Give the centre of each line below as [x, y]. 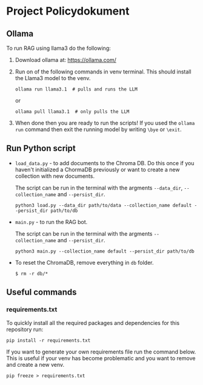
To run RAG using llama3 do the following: [58, 48]
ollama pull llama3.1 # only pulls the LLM [72, 112]
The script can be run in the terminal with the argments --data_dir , [99, 188]
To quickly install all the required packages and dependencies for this [93, 322]
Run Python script [41, 148]
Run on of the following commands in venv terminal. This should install [103, 72]
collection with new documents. [55, 176]
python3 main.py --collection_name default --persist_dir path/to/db [105, 251]
